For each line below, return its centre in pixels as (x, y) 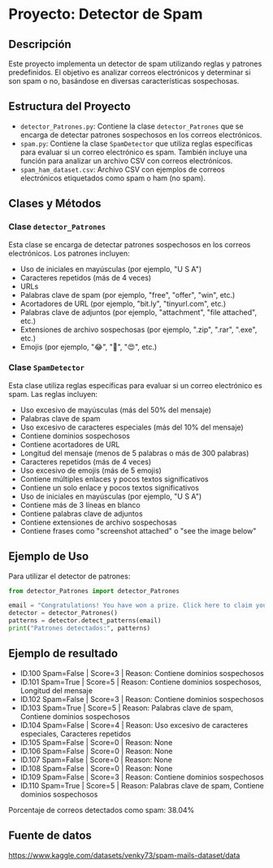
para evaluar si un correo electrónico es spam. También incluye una (134, 152)
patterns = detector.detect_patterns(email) (85, 621)
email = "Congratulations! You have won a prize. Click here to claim (130, 606)
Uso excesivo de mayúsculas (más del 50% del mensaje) (115, 410)
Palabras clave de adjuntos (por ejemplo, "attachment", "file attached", (139, 312)
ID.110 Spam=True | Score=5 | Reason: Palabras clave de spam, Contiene (142, 785)
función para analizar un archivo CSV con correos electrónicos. (126, 160)
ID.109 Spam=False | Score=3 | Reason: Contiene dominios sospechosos (142, 777)
